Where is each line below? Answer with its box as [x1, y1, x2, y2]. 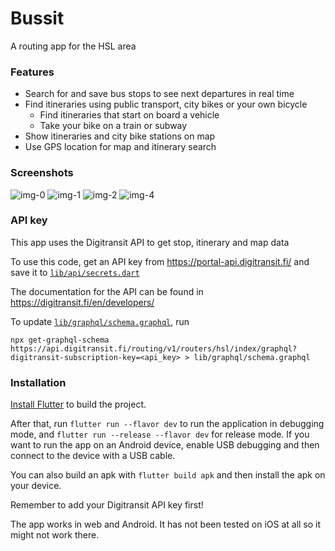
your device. [10, 480, 62, 492]
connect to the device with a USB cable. [10, 450, 176, 462]
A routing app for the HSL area [10, 40, 137, 52]
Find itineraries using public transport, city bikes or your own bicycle [24, 98, 308, 111]
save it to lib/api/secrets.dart [10, 266, 140, 278]
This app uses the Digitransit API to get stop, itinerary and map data [10, 236, 290, 248]
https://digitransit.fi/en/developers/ [10, 296, 155, 308]
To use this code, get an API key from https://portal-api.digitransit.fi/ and [10, 255, 310, 267]
